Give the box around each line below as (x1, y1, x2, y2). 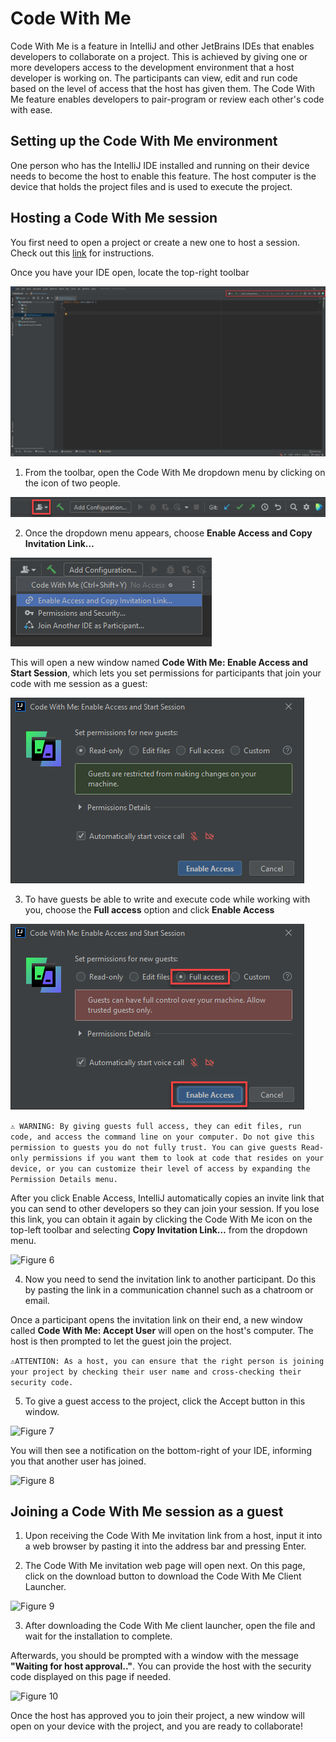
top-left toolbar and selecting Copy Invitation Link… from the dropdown (10, 1223, 308, 1236)
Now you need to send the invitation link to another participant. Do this (24, 1273, 317, 1285)
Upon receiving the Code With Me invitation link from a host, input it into (24, 1530, 323, 1542)
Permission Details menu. (10, 1174, 118, 1184)
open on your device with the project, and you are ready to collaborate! (10, 1720, 303, 1732)
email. (24, 1294, 50, 1306)
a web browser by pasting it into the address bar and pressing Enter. (24, 1540, 307, 1552)
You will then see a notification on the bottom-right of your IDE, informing (10, 1444, 312, 1456)
